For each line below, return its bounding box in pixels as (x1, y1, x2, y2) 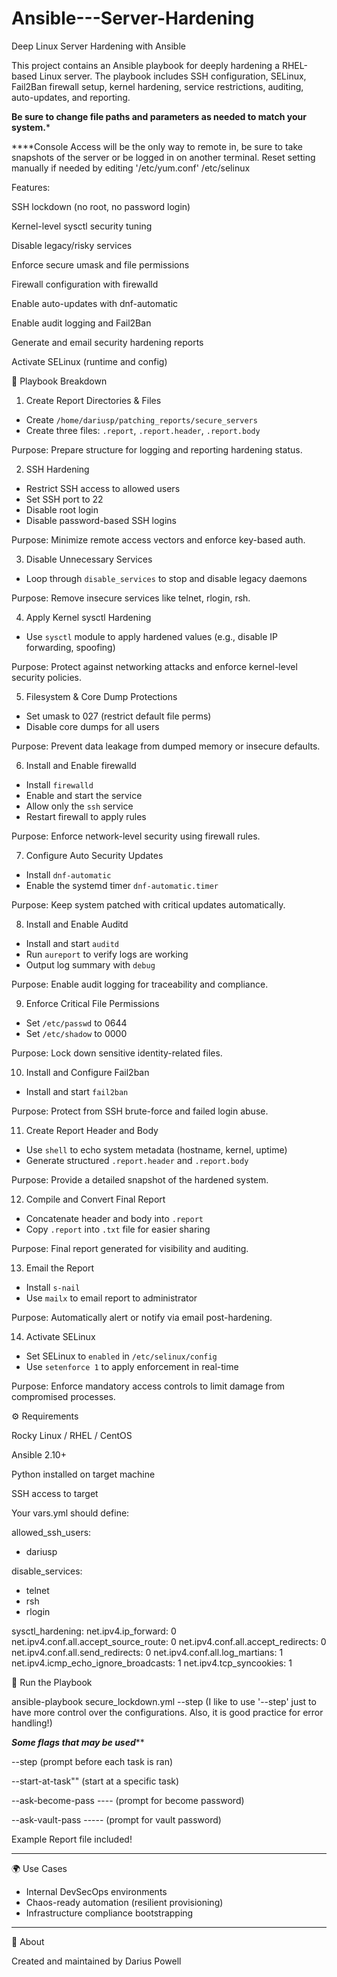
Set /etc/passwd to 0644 (25, 1017, 128, 1029)
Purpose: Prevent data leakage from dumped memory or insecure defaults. (11, 740, 321, 752)
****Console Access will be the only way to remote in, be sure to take (11, 140, 303, 152)
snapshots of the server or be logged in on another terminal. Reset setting (11, 151, 316, 163)
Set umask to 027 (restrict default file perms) (25, 710, 212, 722)
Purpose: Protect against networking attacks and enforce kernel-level (11, 660, 298, 672)
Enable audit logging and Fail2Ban (11, 317, 152, 329)
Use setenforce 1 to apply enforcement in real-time (25, 1360, 239, 1372)
